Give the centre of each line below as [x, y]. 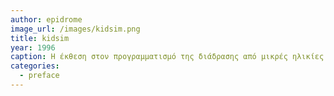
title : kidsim [40, 38]
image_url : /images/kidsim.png [75, 29]
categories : [35, 66]
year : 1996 [33, 47]
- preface [39, 76]
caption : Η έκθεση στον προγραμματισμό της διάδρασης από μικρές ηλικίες [167, 57]
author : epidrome [46, 19]
